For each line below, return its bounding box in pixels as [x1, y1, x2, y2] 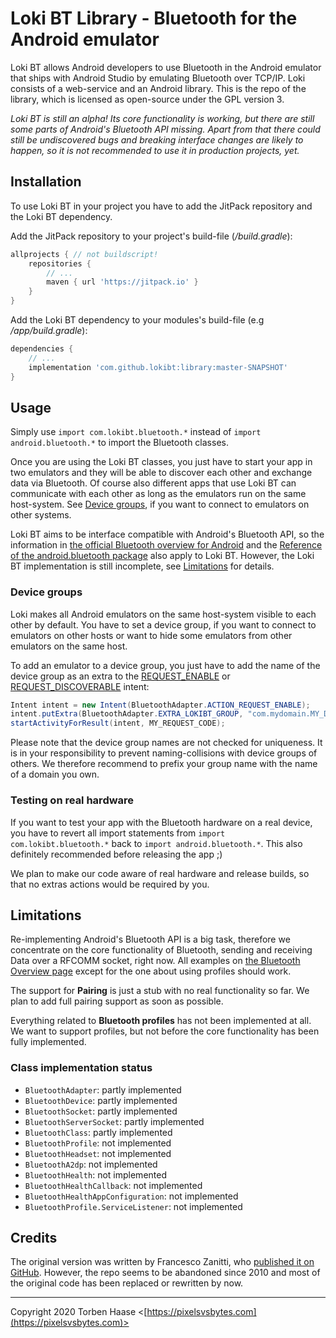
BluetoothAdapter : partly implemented [24, 1083, 182, 1096]
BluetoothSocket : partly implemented [24, 1105, 178, 1117]
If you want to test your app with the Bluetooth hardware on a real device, [10, 816, 313, 828]
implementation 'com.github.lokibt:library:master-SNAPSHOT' [28, 362, 288, 372]
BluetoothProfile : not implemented [24, 1137, 172, 1149]
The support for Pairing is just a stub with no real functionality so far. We [10, 985, 310, 997]
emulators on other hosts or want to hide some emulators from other [10, 629, 293, 641]
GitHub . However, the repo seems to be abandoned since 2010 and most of [10, 1267, 321, 1279]
